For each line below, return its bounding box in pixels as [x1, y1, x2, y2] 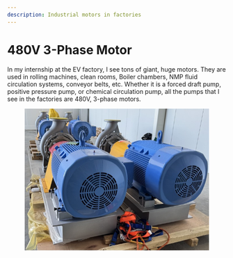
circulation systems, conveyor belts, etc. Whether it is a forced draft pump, [7, 80, 221, 88]
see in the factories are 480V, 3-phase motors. [7, 95, 141, 103]
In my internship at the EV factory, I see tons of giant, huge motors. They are [7, 65, 226, 73]
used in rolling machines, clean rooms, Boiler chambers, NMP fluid [7, 72, 198, 81]
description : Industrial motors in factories [7, 11, 141, 18]
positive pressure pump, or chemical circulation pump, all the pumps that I [7, 87, 220, 95]
